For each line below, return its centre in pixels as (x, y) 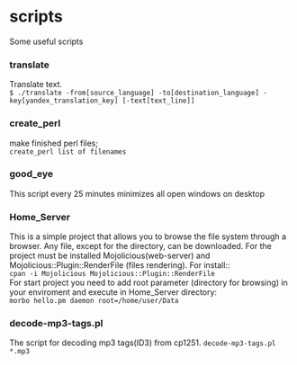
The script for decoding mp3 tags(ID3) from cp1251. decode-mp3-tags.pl (143, 343)
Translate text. (36, 85)
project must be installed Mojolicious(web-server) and (110, 256)
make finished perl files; (54, 143)
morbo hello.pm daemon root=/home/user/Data (94, 301)
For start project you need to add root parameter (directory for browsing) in (148, 283)
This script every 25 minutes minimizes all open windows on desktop (137, 193)
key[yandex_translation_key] (64, 101)
